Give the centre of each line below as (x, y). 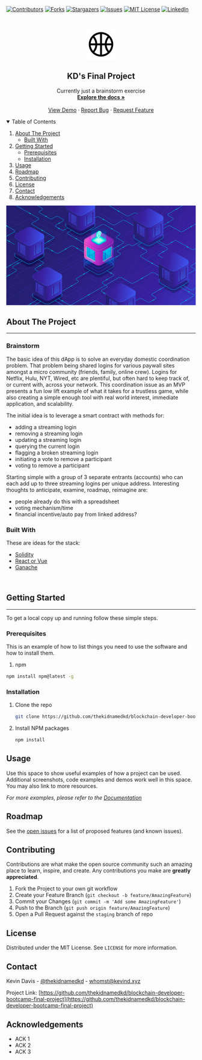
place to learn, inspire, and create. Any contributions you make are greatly (99, 871)
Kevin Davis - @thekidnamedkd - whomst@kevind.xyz (74, 981)
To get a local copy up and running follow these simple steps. (82, 618)
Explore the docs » (101, 97)
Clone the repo (33, 705)
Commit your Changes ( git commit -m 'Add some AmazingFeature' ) (98, 901)
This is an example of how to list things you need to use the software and (97, 647)
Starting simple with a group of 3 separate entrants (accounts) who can (95, 477)
